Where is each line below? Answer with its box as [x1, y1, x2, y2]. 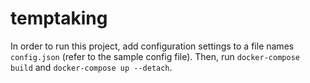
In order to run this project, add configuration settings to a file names [10, 40, 295, 52]
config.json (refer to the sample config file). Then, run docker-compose [10, 50, 300, 62]
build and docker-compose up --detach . [10, 61, 173, 73]
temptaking [10, 7, 108, 30]
